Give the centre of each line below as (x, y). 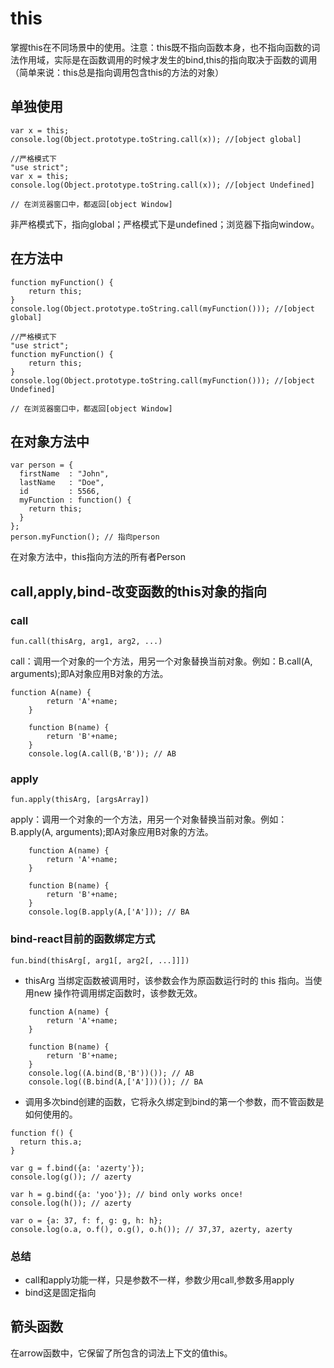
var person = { (42, 465)
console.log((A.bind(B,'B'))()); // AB (111, 1073)
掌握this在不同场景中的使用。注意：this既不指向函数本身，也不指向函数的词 (165, 47)
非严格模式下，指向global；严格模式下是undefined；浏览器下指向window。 (165, 224)
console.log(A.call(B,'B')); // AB (102, 754)
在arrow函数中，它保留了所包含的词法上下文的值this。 (121, 1353)
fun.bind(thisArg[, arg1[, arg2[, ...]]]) (100, 960)
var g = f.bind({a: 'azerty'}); (77, 1168)
